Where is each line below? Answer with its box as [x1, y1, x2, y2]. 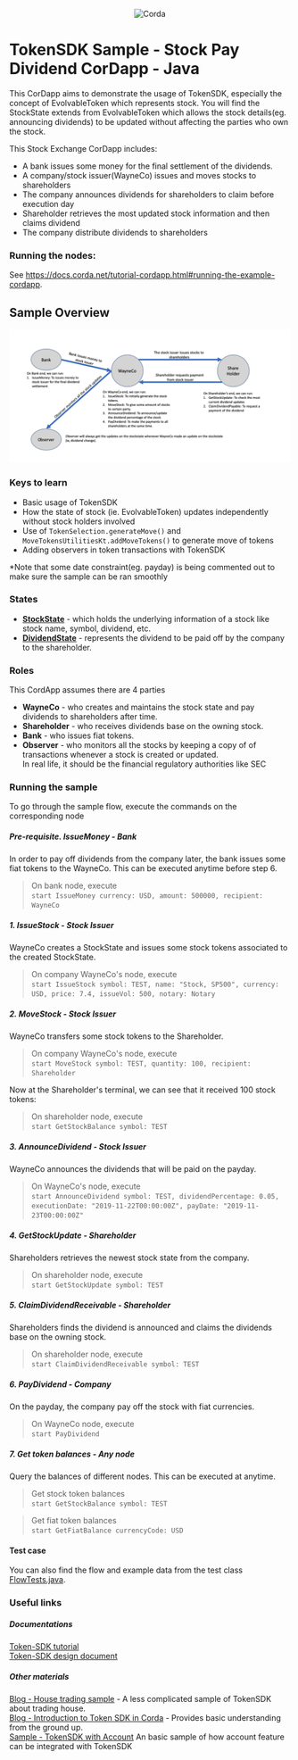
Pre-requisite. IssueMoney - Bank [9, 831, 137, 843]
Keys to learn [9, 477, 68, 489]
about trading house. [9, 1703, 87, 1714]
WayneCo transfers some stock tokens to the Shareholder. [9, 1031, 224, 1042]
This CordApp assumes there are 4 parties [9, 685, 166, 695]
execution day [21, 198, 75, 209]
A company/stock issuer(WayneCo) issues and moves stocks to [21, 170, 257, 180]
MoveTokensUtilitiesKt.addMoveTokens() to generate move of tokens [21, 535, 274, 545]
